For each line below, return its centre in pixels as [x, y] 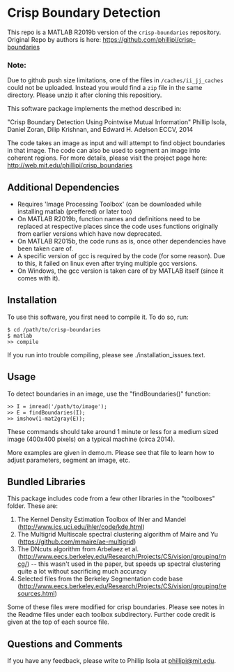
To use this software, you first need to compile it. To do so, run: [98, 317]
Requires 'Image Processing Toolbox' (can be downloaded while [109, 204]
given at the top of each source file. [58, 622]
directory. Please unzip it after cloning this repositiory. [85, 95]
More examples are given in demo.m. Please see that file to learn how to [111, 452]
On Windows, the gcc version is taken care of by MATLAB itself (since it [120, 271]
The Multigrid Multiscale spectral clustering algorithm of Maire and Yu [117, 535]
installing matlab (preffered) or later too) [75, 211]
